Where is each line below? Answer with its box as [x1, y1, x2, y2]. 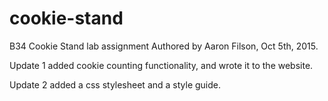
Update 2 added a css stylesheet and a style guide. [9, 78, 222, 91]
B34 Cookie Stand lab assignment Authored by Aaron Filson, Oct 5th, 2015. [9, 40, 319, 52]
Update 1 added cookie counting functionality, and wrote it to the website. [9, 59, 314, 71]
